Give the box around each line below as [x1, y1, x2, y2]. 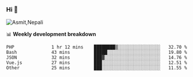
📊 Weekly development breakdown [6, 31, 96, 38]
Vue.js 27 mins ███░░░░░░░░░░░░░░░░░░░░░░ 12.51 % [6, 60, 187, 66]
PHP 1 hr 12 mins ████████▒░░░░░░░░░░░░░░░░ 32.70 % [6, 44, 187, 50]
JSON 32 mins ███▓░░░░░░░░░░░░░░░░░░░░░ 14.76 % [6, 54, 187, 61]
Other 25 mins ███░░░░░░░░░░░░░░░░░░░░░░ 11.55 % [6, 65, 187, 71]
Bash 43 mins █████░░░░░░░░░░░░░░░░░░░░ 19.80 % [6, 50, 187, 56]
